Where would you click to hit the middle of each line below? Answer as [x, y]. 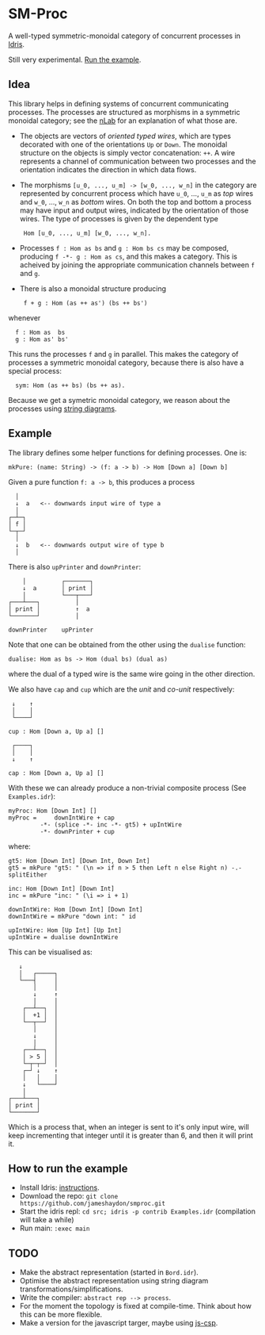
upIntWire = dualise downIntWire [63, 937]
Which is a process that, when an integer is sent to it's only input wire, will [129, 1126]
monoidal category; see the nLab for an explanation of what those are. [123, 121]
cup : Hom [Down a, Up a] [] [56, 731]
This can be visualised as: [50, 952]
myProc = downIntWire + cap [61, 818]
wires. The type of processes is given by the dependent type [119, 218]
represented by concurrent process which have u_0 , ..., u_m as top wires [136, 193]
